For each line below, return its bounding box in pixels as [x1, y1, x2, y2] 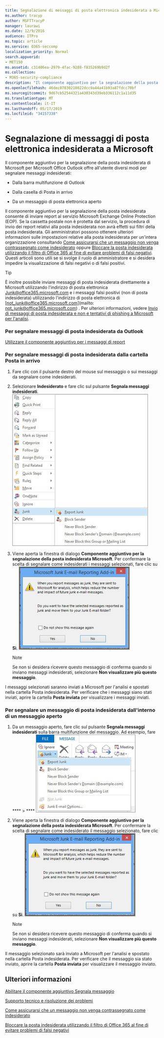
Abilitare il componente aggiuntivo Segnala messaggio [5, 988, 115, 994]
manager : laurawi [5, 24, 41, 28]
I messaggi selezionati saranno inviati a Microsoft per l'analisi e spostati [5, 684, 149, 690]
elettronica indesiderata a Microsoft [5, 144, 154, 154]
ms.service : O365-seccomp [5, 44, 58, 49]
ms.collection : [5, 70, 36, 75]
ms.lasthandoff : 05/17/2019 [5, 106, 62, 111]
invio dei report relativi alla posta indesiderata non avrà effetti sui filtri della [5, 224, 155, 230]
